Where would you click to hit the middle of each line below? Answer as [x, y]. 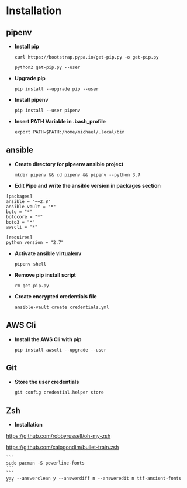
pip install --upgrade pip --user [56, 89]
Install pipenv [31, 100]
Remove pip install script [45, 275]
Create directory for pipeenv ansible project [69, 164]
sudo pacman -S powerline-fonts [45, 463]
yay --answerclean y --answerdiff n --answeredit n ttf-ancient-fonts [94, 479]
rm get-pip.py [32, 286]
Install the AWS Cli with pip [48, 339]
